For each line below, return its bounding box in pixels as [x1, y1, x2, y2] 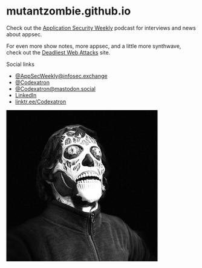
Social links [6, 60, 35, 68]
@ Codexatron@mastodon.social [15, 85, 96, 92]
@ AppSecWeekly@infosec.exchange [15, 72, 108, 79]
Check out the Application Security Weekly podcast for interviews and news [6, 24, 197, 31]
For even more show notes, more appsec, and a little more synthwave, [6, 42, 181, 50]
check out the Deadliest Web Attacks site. [6, 48, 111, 56]
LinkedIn [15, 91, 37, 99]
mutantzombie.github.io [6, 4, 131, 18]
